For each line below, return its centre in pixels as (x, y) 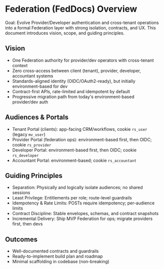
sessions (21, 193)
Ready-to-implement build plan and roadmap (57, 256)
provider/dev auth (30, 102)
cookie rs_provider (32, 145)
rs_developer (25, 155)
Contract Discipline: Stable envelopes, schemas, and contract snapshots (85, 214)
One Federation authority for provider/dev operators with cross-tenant (83, 60)
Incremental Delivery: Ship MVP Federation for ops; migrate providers (82, 219)
